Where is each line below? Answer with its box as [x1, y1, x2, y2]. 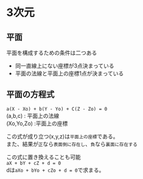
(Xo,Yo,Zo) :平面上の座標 [6, 120, 68, 127]
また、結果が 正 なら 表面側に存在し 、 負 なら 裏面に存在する [6, 140, 138, 147]
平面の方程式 [6, 89, 55, 100]
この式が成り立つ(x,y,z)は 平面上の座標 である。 [6, 133, 119, 140]
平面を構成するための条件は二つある [6, 49, 97, 56]
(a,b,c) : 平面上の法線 [6, 112, 60, 119]
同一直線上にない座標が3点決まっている [15, 62, 114, 69]
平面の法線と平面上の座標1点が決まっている [15, 70, 124, 77]
